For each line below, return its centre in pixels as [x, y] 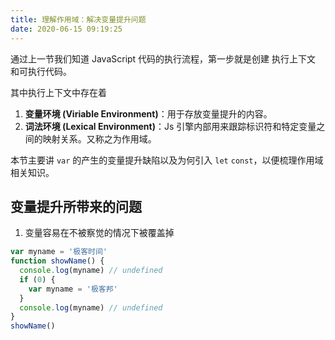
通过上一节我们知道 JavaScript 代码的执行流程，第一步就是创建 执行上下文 [163, 58]
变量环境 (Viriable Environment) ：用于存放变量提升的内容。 [148, 113]
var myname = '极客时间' [59, 252]
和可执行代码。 [41, 71]
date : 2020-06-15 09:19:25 [66, 29]
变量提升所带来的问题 [76, 206]
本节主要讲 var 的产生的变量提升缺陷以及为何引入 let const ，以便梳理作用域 [167, 160]
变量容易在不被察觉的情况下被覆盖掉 [99, 233]
